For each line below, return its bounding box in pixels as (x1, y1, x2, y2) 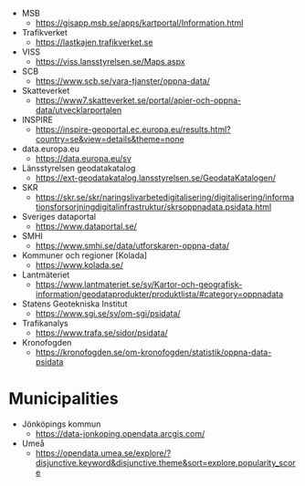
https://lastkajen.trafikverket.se (35, 36, 153, 47)
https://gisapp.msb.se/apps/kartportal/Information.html (35, 17, 244, 28)
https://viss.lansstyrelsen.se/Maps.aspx (35, 57, 185, 67)
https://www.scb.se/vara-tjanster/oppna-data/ (35, 76, 211, 86)
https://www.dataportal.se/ (35, 221, 138, 232)
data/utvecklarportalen (35, 105, 122, 115)
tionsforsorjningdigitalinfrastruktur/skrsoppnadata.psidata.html (35, 202, 272, 212)
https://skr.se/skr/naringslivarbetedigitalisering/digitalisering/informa (35, 191, 294, 202)
